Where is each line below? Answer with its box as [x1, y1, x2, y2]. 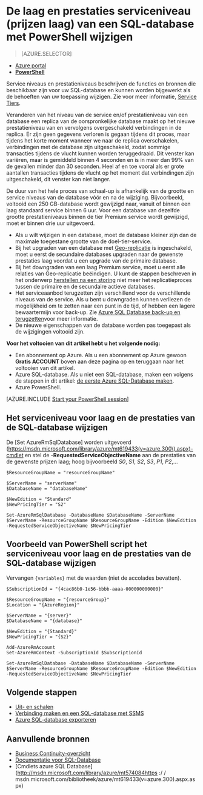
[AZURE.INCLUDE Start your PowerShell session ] [6, 395, 129, 403]
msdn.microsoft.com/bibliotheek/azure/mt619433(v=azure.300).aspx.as [15, 776, 196, 783]
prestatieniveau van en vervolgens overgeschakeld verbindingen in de [6, 124, 182, 131]
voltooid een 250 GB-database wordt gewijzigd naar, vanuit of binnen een [6, 200, 191, 207]
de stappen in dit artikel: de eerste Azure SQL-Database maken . [15, 377, 175, 384]
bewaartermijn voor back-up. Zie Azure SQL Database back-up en [15, 308, 181, 316]
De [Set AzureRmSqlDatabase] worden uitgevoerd [6, 438, 131, 446]
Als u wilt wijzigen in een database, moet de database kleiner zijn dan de [15, 231, 197, 238]
